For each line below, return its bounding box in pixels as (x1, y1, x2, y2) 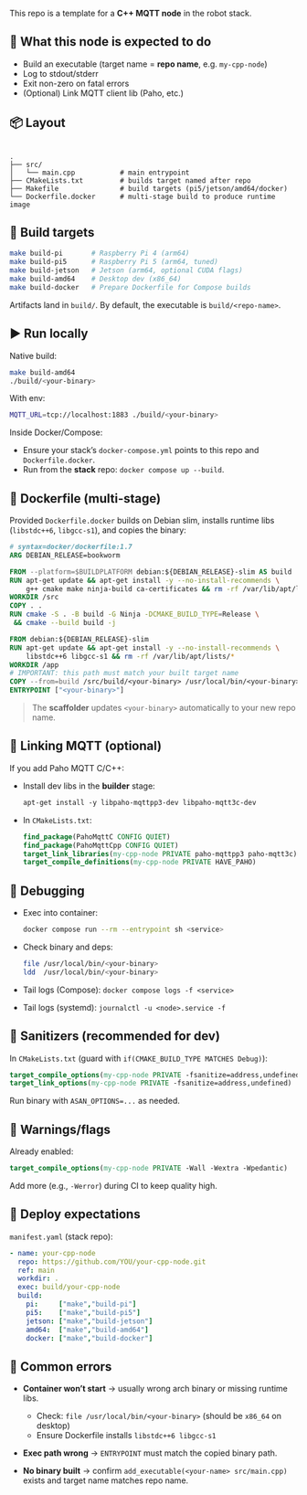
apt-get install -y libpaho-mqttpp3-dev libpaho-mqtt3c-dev (22, 798, 257, 807)
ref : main (17, 1266, 55, 1275)
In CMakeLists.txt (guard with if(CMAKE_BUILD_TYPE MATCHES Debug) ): (9, 1053, 268, 1064)
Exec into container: (22, 907, 99, 918)
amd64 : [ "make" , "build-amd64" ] (26, 1325, 149, 1334)
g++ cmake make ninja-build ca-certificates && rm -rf (26, 584, 239, 593)
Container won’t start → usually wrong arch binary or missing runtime (22, 1384, 288, 1394)
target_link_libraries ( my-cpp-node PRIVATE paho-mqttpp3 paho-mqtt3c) (22, 849, 298, 858)
